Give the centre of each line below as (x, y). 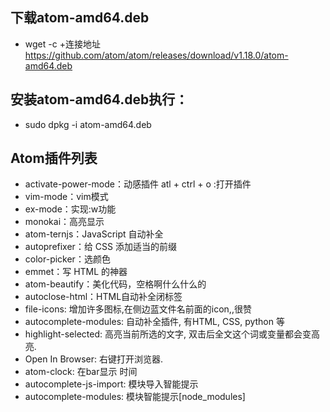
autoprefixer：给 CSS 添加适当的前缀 (100, 247)
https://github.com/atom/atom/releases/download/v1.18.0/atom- (156, 55)
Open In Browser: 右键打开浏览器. (94, 359)
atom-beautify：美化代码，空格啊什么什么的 (115, 284)
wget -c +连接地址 (62, 44)
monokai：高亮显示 (64, 222)
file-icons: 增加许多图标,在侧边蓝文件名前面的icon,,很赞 (138, 309)
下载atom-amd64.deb (80, 18)
